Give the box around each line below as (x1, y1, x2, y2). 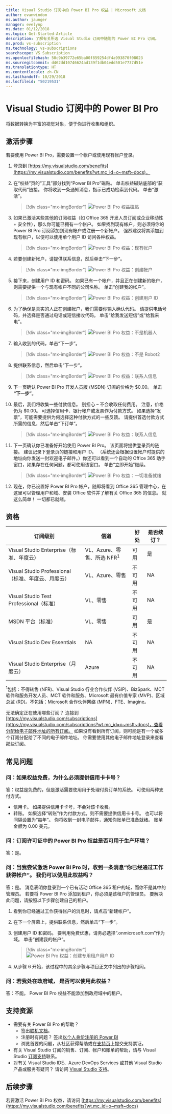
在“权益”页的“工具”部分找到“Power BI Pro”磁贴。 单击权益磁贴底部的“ (13, 180, 159, 186)
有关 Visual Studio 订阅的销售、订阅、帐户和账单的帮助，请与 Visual (13, 1047, 156, 1053)
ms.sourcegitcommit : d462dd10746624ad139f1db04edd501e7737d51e (6, 60, 143, 65)
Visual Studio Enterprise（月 (8, 660, 76, 667)
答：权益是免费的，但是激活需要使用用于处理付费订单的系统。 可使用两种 (6, 786, 159, 792)
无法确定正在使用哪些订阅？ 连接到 (6, 710, 79, 716)
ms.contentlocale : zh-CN (6, 70, 59, 75)
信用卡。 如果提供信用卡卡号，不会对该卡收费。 (13, 804, 113, 810)
